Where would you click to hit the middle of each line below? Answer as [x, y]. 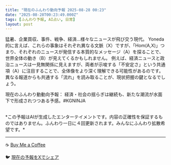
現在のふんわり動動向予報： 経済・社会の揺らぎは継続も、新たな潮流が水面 [84, 94]
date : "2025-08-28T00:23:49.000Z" [42, 15]
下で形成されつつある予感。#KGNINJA [46, 101]
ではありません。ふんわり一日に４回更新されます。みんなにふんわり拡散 [85, 123]
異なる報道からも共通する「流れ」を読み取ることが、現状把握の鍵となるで [83, 77]
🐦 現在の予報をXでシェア [32, 157]
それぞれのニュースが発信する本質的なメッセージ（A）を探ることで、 [91, 52]
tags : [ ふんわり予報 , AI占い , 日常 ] [40, 19]
